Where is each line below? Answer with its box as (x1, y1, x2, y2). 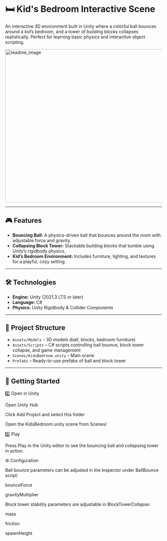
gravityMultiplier (5, 492, 39, 498)
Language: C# (12, 299, 43, 305)
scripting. (5, 39, 25, 45)
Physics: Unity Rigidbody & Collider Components (12, 304, 113, 310)
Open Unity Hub (5, 402, 38, 408)
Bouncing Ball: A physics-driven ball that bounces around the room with (12, 232, 161, 238)
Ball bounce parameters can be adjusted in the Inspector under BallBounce (5, 467, 159, 473)
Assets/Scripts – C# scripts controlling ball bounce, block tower (12, 342, 144, 348)
